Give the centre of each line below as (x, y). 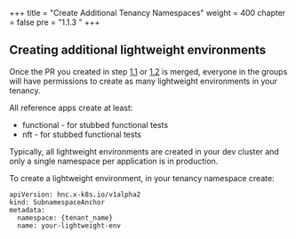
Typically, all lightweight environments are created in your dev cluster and (144, 151)
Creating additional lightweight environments (138, 50)
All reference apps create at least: (71, 108)
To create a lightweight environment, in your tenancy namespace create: (142, 178)
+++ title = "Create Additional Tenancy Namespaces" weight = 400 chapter (148, 13)
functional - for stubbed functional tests (95, 124)
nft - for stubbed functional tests (82, 134)
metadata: (28, 210)
